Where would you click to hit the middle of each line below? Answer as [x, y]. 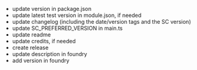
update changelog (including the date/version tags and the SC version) [102, 22]
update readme [31, 35]
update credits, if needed [44, 41]
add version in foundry [41, 61]
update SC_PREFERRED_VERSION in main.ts [67, 28]
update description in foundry [50, 54]
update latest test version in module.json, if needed [77, 15]
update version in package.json [52, 9]
